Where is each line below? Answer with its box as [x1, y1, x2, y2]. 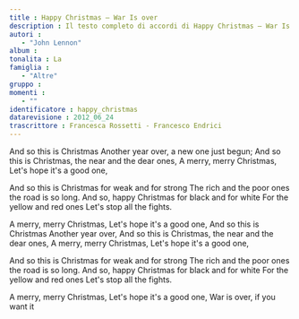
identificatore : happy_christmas [9, 105, 139, 114]
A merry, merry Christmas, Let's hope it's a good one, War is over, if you [9, 292, 276, 302]
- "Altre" [21, 72, 58, 81]
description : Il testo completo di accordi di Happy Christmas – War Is [9, 22, 291, 30]
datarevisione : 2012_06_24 [9, 113, 115, 122]
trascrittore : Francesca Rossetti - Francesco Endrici [9, 122, 222, 131]
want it [9, 301, 35, 312]
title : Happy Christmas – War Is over [9, 13, 158, 22]
